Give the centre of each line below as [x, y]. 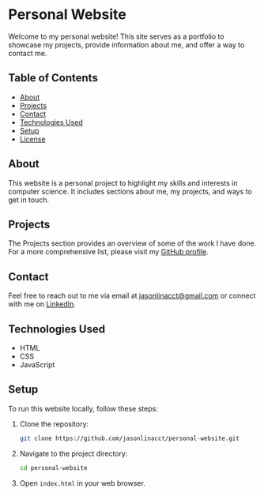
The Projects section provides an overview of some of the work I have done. [132, 243]
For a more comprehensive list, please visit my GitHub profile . [109, 252]
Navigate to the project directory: [74, 453]
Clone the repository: [54, 423]
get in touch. [29, 200]
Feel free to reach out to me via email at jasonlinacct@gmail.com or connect [132, 296]
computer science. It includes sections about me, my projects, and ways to [130, 191]
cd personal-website [53, 468]
